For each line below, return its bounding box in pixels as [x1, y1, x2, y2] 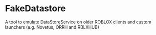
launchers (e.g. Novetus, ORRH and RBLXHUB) [5, 24, 99, 30]
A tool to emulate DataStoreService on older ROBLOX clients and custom [5, 19, 152, 25]
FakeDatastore [5, 3, 66, 14]
